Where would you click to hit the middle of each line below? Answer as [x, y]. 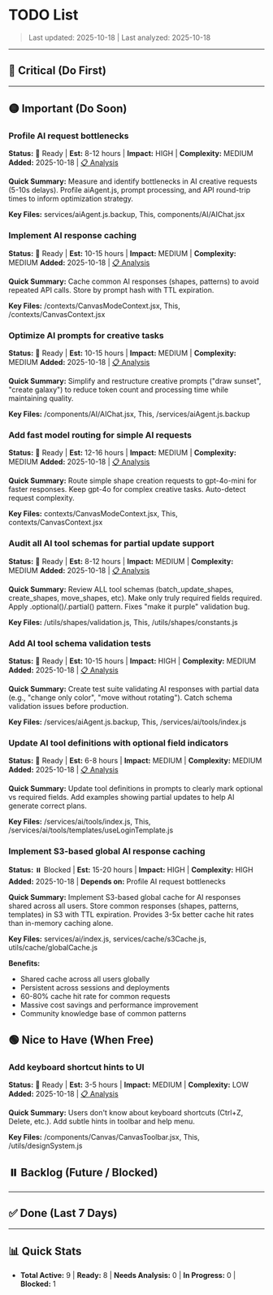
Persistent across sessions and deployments [95, 987]
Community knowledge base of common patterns [103, 1013]
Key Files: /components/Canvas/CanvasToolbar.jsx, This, [104, 1137]
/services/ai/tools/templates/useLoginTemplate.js [91, 830]
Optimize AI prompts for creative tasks [86, 335]
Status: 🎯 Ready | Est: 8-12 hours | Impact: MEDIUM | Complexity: [121, 561]
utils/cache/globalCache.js [53, 947]
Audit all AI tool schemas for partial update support [111, 544]
